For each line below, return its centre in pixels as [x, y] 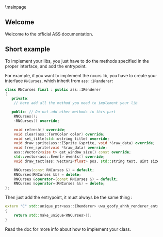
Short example [28, 49]
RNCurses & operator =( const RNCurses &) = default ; [66, 179]
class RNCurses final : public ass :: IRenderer [53, 89]
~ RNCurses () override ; [37, 121]
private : [20, 99]
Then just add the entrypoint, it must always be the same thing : [69, 197]
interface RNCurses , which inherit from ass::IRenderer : [59, 81]
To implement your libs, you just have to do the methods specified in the [77, 61]
